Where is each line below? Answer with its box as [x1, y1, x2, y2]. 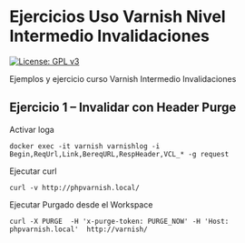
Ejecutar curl [9, 166, 57, 177]
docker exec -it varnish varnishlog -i [9, 141, 161, 151]
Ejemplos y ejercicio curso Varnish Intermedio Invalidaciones [9, 73, 237, 84]
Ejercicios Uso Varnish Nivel [9, 6, 226, 27]
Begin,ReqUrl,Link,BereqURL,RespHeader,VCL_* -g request [9, 149, 230, 158]
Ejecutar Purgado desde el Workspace [9, 198, 153, 210]
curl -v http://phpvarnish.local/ [9, 183, 141, 192]
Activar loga [9, 124, 54, 135]
